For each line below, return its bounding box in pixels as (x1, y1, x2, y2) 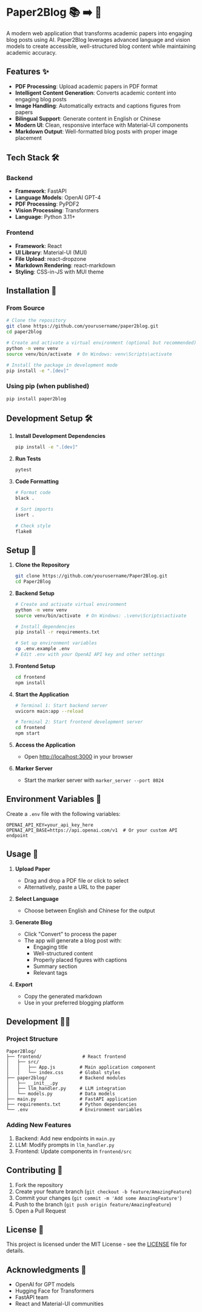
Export (15, 981, 33, 988)
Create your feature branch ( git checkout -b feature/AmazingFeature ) (15, 1188, 192, 1195)
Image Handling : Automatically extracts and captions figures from (15, 102, 181, 109)
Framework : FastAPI (15, 187, 67, 195)
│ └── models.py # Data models (6, 1091, 115, 1097)
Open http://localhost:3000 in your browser (24, 753, 133, 761)
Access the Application (15, 741, 76, 749)
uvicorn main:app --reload (15, 708, 84, 714)
